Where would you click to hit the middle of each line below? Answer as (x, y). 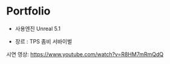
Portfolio (28, 11)
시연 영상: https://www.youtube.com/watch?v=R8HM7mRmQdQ (85, 54)
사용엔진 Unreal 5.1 (38, 28)
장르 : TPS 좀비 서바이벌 (44, 41)
